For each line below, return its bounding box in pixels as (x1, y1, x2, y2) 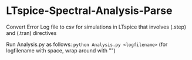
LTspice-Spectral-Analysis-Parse (6, 4, 173, 17)
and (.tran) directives (6, 29, 57, 36)
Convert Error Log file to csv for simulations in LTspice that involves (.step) (6, 23, 187, 30)
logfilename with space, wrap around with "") (6, 47, 116, 54)
